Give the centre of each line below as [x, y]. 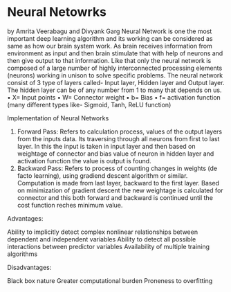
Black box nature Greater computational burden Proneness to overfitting [110, 280]
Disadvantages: [29, 267]
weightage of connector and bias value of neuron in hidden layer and [115, 154]
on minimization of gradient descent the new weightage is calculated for [120, 190]
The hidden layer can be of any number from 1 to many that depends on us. [114, 90]
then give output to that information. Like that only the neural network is [109, 60]
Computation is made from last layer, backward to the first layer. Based [118, 183]
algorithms [22, 254]
